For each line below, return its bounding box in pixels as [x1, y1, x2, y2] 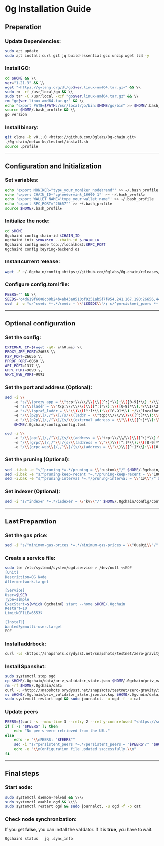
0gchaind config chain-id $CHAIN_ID [5, 233, 80, 238]
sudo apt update [5, 48, 38, 53]
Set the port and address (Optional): [5, 384, 93, 390]
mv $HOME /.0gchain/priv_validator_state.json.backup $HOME [5, 692, 128, 697]
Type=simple [5, 597, 29, 602]
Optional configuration [5, 319, 76, 327]
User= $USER [5, 592, 27, 597]
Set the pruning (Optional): [5, 456, 70, 463]
